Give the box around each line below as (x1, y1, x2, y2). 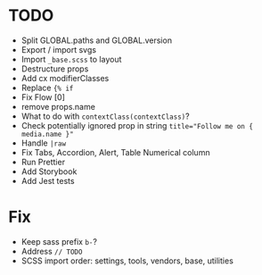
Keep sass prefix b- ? (20, 236, 97, 246)
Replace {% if (20, 82, 74, 93)
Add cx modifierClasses (20, 72, 110, 83)
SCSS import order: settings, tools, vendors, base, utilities (20, 255, 233, 266)
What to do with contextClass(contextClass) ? (20, 111, 190, 121)
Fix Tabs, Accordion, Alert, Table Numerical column (20, 146, 210, 157)
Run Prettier (20, 156, 66, 167)
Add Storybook (20, 166, 78, 177)
